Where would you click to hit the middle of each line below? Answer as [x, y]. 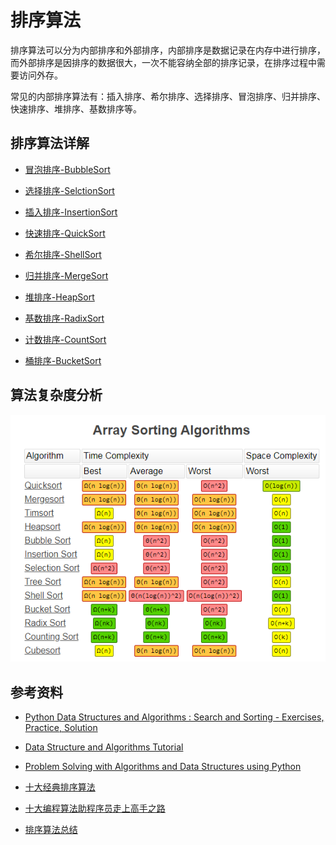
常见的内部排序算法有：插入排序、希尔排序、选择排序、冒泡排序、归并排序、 [168, 96]
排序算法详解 [50, 143]
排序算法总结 [51, 829]
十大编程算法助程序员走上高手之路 [95, 808]
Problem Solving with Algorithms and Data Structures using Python [163, 766]
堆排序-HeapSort [59, 297]
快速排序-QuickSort [65, 233]
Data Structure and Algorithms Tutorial [104, 747]
